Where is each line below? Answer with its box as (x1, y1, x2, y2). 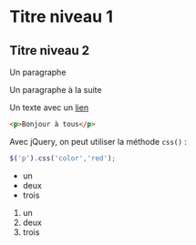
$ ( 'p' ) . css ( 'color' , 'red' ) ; (9, 153, 117, 163)
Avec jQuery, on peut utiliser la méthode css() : (9, 136, 187, 147)
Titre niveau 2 (9, 43, 90, 58)
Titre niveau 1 (9, 6, 114, 27)
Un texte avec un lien (9, 102, 89, 113)
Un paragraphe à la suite (9, 85, 102, 95)
